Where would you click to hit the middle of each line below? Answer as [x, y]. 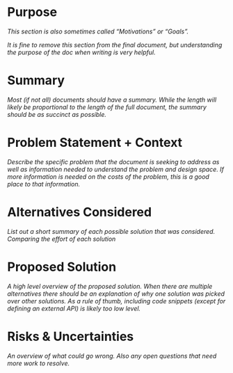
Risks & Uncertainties [71, 336]
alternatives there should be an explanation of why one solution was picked [116, 294]
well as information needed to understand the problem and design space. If [116, 169]
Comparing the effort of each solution [62, 239]
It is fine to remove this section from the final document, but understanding [115, 45]
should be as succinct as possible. [57, 114]
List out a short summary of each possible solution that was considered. [111, 231]
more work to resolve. [39, 363]
